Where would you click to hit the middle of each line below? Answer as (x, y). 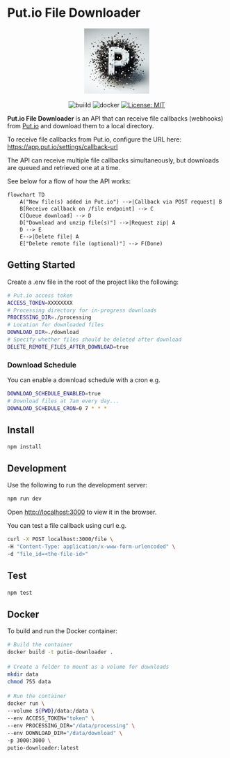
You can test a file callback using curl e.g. (67, 526)
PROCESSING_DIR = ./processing (49, 318)
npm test (20, 593)
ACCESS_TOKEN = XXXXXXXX (40, 303)
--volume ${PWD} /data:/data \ (51, 711)
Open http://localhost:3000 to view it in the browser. (82, 512)
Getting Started (41, 265)
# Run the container (37, 696)
